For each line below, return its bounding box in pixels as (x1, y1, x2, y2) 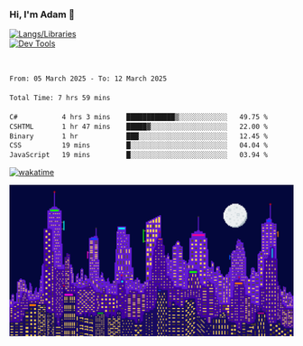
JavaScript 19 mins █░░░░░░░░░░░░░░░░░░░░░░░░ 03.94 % (9, 151, 269, 160)
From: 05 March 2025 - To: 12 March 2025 (9, 74, 168, 84)
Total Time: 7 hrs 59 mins (9, 94, 111, 103)
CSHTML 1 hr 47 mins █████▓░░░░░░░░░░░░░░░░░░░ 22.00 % (9, 122, 269, 131)
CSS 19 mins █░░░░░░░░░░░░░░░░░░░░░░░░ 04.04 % (9, 141, 269, 150)
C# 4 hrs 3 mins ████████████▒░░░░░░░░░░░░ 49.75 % (9, 112, 269, 121)
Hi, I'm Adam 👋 (9, 8, 75, 21)
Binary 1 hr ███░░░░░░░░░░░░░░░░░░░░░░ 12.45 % (9, 131, 269, 141)
